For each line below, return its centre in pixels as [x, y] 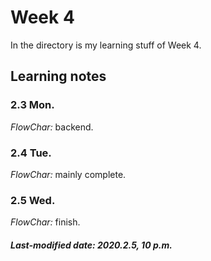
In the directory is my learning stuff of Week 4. [106, 45]
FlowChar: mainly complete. [68, 174]
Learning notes [58, 76]
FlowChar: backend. [52, 127]
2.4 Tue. [31, 153]
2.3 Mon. [32, 105]
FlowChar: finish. [45, 222]
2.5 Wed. [33, 200]
